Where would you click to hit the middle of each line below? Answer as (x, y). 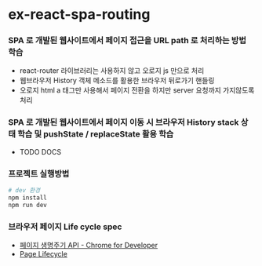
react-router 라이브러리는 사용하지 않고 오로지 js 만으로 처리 (112, 71)
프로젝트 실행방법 (39, 173)
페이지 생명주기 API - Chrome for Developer (89, 245)
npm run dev (27, 205)
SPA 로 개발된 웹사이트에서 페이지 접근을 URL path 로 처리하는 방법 (127, 41)
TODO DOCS (40, 151)
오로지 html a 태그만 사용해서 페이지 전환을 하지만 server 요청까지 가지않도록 (137, 90)
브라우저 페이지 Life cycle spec (65, 227)
